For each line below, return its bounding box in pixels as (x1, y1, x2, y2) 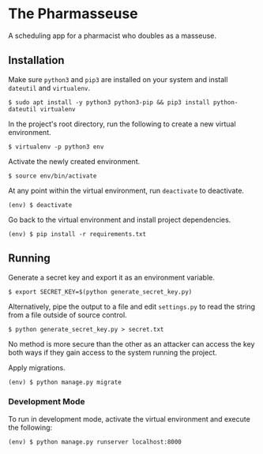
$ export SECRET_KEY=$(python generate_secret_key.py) (8, 287, 193, 296)
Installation (8, 54, 65, 67)
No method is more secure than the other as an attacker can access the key (8, 339, 255, 348)
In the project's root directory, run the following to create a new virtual (8, 119, 236, 129)
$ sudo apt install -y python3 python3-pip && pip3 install (8, 98, 211, 107)
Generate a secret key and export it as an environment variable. (8, 272, 216, 282)
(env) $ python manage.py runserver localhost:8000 (8, 437, 182, 446)
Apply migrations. (8, 362, 66, 372)
